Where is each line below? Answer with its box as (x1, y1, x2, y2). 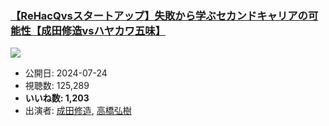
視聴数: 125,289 (24, 80, 90, 92)
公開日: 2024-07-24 (24, 67, 108, 79)
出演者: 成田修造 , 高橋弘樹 (24, 105, 132, 117)
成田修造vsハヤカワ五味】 (41, 23, 167, 37)
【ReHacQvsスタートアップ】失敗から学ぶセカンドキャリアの (10, 8, 308, 22)
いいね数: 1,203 (24, 92, 90, 104)
